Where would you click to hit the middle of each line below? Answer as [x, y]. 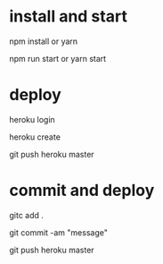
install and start [68, 17]
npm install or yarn [44, 41]
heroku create [35, 137]
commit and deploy [82, 191]
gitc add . [27, 215]
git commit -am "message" [59, 232]
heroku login [32, 119]
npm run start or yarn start [58, 58]
